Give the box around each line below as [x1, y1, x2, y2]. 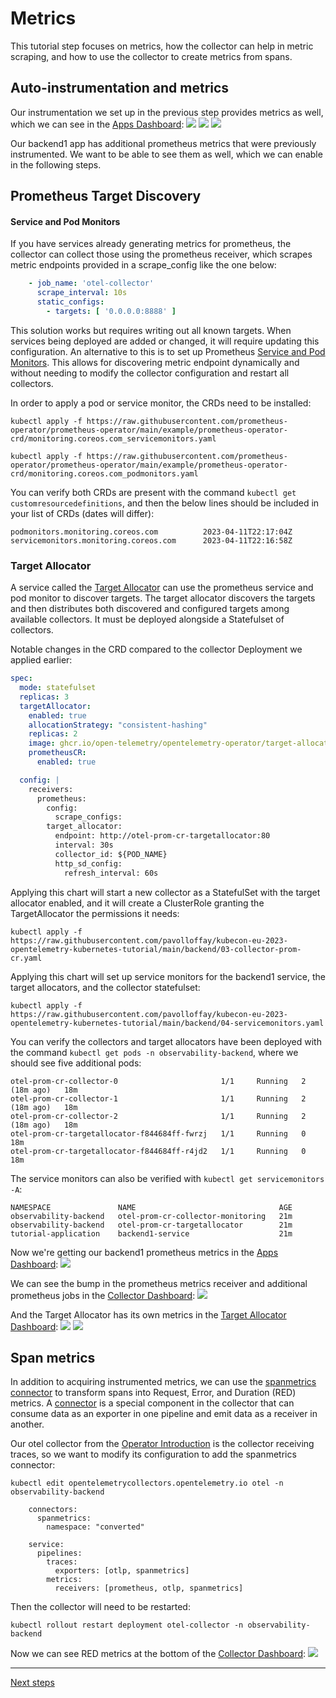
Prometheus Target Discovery [10, 188, 202, 205]
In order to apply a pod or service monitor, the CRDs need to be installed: [10, 397, 312, 409]
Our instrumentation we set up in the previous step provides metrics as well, [10, 106, 324, 118]
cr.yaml [10, 953, 43, 963]
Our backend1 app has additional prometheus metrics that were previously [10, 137, 317, 149]
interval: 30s [54, 840, 114, 851]
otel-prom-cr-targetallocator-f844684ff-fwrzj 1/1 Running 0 [10, 1128, 307, 1139]
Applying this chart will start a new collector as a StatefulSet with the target [10, 886, 321, 898]
